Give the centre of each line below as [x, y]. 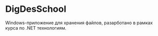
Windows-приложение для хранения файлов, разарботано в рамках [79, 23]
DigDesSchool [36, 9]
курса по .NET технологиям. [36, 28]
